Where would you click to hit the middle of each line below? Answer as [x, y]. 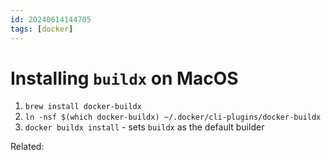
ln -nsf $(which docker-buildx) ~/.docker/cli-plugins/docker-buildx [173, 117]
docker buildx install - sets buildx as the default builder [144, 127]
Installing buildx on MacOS [124, 78]
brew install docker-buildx [83, 107]
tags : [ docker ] [42, 29]
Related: [27, 147]
